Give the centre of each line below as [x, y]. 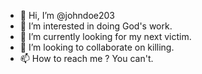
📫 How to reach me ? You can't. [86, 58]
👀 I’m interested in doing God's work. [96, 26]
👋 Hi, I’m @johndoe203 [67, 15]
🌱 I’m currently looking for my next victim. [105, 36]
